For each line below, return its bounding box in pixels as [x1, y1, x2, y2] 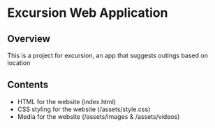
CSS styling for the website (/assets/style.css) [17, 105, 151, 113]
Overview [7, 33, 51, 45]
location [7, 59, 31, 67]
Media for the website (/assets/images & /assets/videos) [17, 112, 180, 120]
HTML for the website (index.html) [17, 97, 117, 106]
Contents [7, 79, 49, 91]
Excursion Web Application [7, 5, 168, 21]
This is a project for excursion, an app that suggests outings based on [7, 51, 208, 59]
